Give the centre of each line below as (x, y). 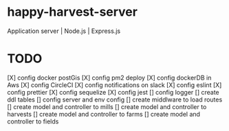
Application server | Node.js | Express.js (64, 31)
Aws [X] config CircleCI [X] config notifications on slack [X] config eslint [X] (115, 85)
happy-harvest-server (72, 12)
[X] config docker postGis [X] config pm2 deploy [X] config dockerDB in (109, 78)
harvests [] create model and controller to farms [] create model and (104, 114)
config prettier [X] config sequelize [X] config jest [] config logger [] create (113, 92)
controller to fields (33, 121)
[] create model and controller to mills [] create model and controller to (107, 106)
